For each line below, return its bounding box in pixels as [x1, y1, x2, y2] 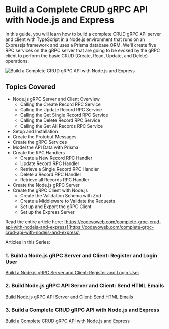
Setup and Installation [12, 128, 58, 134]
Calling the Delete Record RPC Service [20, 117, 101, 124]
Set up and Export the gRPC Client [20, 203, 92, 210]
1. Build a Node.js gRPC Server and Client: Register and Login [5, 252, 158, 259]
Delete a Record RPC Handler [20, 171, 82, 177]
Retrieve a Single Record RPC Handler [20, 166, 99, 172]
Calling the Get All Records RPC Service [20, 122, 103, 129]
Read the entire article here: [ [5, 219, 66, 225]
